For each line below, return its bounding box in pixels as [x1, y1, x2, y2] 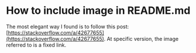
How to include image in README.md [6, 4, 191, 17]
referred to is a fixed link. [6, 41, 66, 48]
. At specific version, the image [104, 35, 179, 42]
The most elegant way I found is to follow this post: [6, 23, 129, 30]
